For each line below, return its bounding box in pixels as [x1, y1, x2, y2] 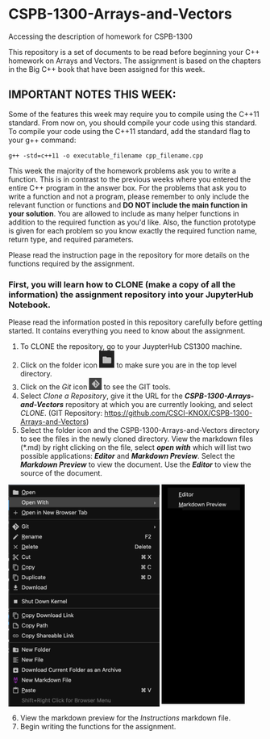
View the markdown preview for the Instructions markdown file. [19, 712, 231, 723]
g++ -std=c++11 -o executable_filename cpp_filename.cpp [8, 151, 204, 160]
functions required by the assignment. [8, 258, 135, 268]
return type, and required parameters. [8, 234, 135, 244]
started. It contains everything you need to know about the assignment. [8, 326, 246, 336]
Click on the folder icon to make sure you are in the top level [19, 360, 238, 370]
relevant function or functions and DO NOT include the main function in [8, 199, 248, 210]
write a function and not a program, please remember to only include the [8, 191, 250, 201]
